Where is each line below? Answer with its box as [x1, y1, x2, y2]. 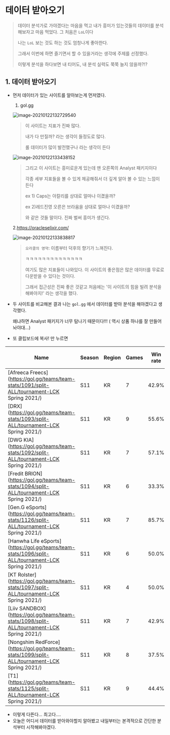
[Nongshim [8, 638, 34, 645]
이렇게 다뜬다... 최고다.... [12, 711, 61, 717]
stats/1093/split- [8, 415, 50, 422]
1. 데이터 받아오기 [5, 77, 57, 86]
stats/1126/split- [8, 516, 50, 523]
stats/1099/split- [8, 651, 50, 658]
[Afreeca [8, 369, 29, 376]
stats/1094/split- [8, 483, 50, 490]
